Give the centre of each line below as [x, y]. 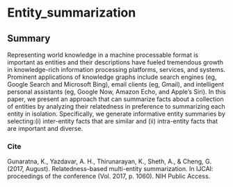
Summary [29, 38]
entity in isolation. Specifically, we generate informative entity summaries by [116, 114]
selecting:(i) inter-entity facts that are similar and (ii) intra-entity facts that [113, 121]
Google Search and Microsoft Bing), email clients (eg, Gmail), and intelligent [116, 84]
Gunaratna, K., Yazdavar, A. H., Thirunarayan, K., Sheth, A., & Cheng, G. [110, 161]
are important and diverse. [45, 128]
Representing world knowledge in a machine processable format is [103, 55]
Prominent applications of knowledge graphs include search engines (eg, [112, 77]
